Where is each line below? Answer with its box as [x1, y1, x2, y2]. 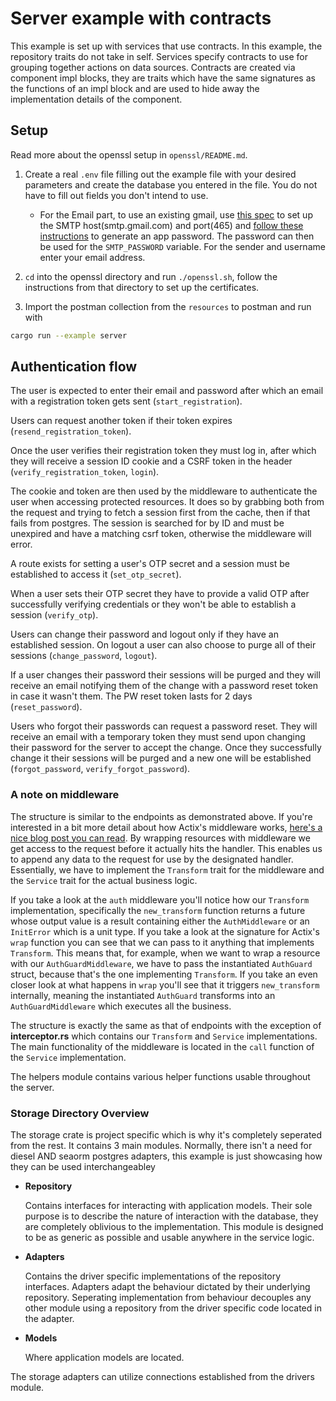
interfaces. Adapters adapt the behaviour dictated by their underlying [24, 1281, 311, 1293]
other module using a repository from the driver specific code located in [24, 1302, 322, 1314]
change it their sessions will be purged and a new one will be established [10, 752, 312, 764]
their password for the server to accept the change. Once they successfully [10, 742, 322, 754]
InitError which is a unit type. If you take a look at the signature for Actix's [10, 925, 320, 937]
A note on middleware [10, 788, 120, 802]
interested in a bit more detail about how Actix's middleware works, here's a [10, 821, 323, 833]
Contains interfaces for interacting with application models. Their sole [24, 1200, 313, 1212]
